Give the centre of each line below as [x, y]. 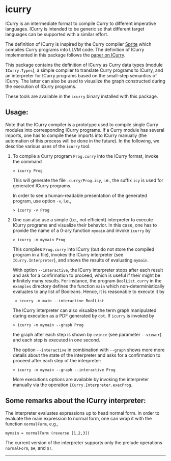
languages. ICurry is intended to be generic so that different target [75, 28]
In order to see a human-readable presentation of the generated [80, 195]
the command [27, 161]
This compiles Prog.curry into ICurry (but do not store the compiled [83, 249]
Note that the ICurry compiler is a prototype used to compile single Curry [82, 124]
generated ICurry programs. [42, 185]
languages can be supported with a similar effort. [57, 34]
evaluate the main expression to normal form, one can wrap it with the [79, 418]
